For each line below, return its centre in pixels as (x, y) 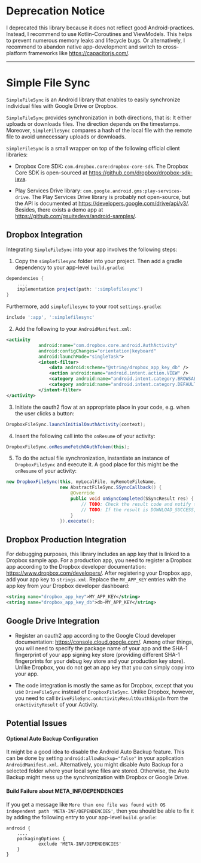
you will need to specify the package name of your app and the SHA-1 (101, 648)
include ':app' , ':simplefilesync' (51, 318)
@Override (83, 493)
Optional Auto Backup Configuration (52, 738)
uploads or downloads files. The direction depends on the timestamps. (93, 123)
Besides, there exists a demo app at (59, 209)
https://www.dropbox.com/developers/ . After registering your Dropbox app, (99, 573)
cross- (171, 47)
